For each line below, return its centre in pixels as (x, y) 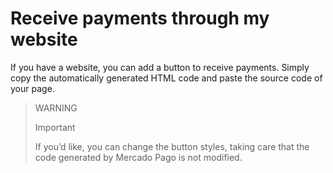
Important (55, 127)
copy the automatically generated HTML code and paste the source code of (166, 78)
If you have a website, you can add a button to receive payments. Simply (160, 67)
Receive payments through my (140, 18)
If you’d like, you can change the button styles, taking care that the (172, 146)
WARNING (56, 108)
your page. (32, 88)
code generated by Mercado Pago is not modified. (138, 157)
